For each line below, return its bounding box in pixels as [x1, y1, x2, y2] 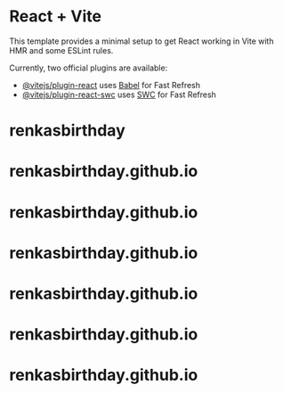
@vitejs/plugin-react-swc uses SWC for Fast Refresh [21, 89, 216, 100]
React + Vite [9, 6, 102, 27]
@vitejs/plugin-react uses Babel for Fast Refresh [21, 79, 201, 90]
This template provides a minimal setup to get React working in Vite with [9, 36, 274, 46]
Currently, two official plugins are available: [9, 62, 168, 73]
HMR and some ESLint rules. [9, 45, 114, 55]
